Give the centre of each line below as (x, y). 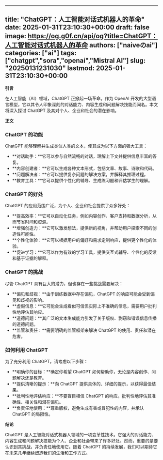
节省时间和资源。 (33, 222)
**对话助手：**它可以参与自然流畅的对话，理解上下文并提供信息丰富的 (82, 156)
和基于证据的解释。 (31, 258)
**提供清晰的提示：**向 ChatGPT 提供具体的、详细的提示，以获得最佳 (82, 384)
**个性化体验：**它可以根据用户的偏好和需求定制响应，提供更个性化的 (82, 240)
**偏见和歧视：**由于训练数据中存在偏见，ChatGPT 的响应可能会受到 (81, 294)
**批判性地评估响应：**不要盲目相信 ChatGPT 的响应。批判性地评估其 (82, 396)
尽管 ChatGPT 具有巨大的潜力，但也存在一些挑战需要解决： (64, 283)
